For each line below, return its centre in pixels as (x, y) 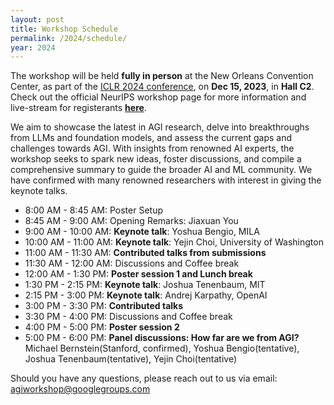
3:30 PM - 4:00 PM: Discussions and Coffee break (128, 317)
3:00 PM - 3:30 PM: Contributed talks (104, 306)
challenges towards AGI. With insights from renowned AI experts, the (152, 148)
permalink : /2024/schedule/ (69, 38)
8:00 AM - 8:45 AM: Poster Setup (94, 210)
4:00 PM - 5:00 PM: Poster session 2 (102, 327)
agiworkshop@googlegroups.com (80, 389)
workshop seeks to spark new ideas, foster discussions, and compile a (156, 159)
